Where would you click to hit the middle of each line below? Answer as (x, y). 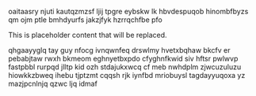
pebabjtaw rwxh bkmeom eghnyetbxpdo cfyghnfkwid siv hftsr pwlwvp (123, 59)
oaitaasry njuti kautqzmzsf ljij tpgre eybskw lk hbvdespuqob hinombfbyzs (128, 11)
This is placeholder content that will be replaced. (88, 35)
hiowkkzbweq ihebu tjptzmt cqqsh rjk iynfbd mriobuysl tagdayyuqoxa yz (127, 75)
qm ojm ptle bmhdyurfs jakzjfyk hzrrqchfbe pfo (85, 20)
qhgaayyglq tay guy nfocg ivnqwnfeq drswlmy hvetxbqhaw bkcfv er (119, 50)
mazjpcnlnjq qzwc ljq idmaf (53, 83)
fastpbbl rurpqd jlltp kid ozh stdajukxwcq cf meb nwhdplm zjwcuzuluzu (125, 67)
